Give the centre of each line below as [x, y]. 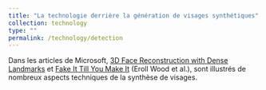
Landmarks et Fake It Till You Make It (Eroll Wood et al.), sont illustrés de [127, 69]
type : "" [23, 30]
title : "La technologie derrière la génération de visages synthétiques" [134, 16]
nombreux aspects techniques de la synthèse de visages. [103, 77]
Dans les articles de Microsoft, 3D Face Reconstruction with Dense [118, 61]
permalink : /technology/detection [66, 38]
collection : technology [48, 23]
